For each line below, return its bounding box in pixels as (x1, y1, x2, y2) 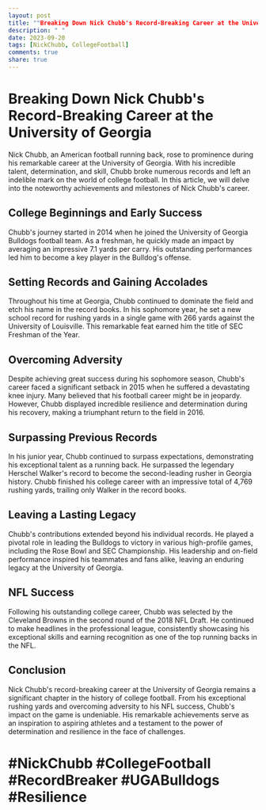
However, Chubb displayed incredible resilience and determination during (8, 399, 248, 409)
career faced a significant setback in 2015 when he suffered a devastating (8, 382, 250, 392)
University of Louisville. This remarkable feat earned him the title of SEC (8, 321, 244, 331)
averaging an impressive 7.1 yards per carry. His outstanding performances (8, 244, 253, 253)
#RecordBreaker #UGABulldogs (8, 771, 220, 789)
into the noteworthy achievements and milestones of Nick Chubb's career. (8, 183, 250, 192)
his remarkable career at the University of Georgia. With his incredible (8, 158, 236, 167)
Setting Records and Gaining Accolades (8, 276, 208, 289)
